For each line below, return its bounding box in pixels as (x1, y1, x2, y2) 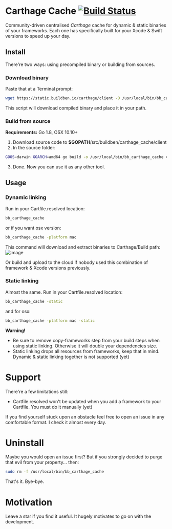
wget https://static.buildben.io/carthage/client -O (5, 96, 120, 101)
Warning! (5, 327, 26, 334)
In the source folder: (12, 145, 56, 151)
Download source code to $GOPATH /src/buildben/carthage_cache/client (12, 139, 167, 145)
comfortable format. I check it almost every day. (5, 419, 106, 425)
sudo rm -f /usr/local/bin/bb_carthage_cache (5, 469, 104, 474)
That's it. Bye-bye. (5, 478, 45, 484)
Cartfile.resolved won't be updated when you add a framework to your (12, 398, 161, 404)
